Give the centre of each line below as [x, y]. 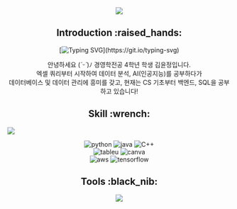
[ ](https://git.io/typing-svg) [119, 50]
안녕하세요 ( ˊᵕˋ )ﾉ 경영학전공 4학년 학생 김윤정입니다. [119, 64]
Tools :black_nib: [119, 182]
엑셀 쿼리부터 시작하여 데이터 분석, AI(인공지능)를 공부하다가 [119, 73]
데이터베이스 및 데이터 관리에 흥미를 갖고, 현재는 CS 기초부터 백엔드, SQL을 [113, 82]
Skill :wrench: [119, 114]
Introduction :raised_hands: [119, 33]
